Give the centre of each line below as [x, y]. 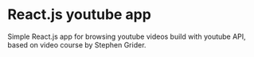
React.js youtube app [80, 15]
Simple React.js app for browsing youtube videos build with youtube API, [127, 36]
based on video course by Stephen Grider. [77, 44]
